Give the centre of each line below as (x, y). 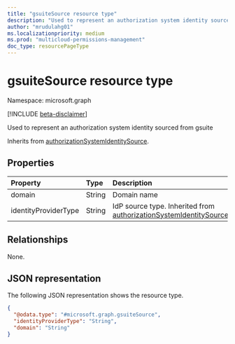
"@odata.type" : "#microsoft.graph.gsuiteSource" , (87, 315)
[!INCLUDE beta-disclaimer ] (47, 113)
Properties (31, 163)
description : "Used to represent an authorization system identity (108, 20)
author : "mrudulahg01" (40, 27)
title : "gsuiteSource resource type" (62, 14)
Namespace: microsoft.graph (49, 100)
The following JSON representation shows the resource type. (95, 296)
